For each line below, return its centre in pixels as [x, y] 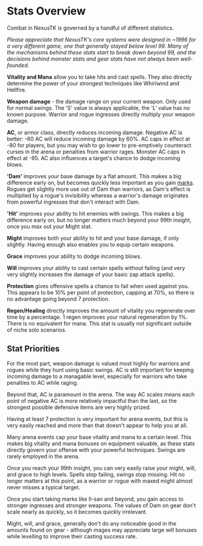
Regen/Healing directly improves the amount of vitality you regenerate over [101, 310]
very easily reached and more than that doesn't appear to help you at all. [97, 425]
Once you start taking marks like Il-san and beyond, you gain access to [95, 499]
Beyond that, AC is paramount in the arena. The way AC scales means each [101, 394]
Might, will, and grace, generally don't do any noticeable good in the [92, 523]
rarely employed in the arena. [43, 456]
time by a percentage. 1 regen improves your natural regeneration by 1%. [97, 317]
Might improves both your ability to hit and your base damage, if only [93, 238]
